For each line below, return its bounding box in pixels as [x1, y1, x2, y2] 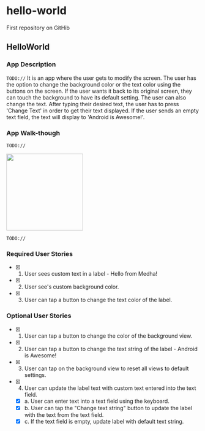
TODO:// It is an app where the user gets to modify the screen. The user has [6, 74, 197, 82]
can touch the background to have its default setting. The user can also [6, 93, 187, 101]
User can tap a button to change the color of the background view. [24, 332, 193, 340]
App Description [6, 60, 56, 69]
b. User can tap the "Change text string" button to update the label [24, 404, 193, 411]
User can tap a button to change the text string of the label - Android [24, 345, 198, 352]
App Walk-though [6, 128, 60, 137]
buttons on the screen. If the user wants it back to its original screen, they [6, 87, 192, 95]
